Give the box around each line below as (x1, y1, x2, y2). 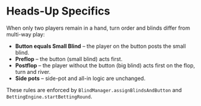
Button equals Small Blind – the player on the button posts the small (15, 42, 186, 50)
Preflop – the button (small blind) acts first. (15, 55, 123, 62)
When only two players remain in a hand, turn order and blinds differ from (6, 24, 190, 31)
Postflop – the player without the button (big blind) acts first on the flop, (15, 62, 196, 69)
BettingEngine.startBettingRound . (6, 93, 92, 100)
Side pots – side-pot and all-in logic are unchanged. (15, 75, 146, 82)
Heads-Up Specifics (6, 4, 111, 18)
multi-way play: (6, 30, 45, 38)
